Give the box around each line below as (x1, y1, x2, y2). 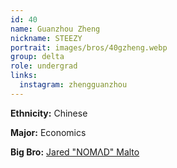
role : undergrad (10, 61, 78, 71)
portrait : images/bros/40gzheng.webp (10, 42, 168, 53)
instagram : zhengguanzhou (19, 80, 128, 90)
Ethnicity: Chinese (10, 107, 88, 119)
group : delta (10, 52, 65, 62)
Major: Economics (10, 126, 87, 138)
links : (10, 71, 38, 81)
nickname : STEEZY (10, 33, 83, 43)
